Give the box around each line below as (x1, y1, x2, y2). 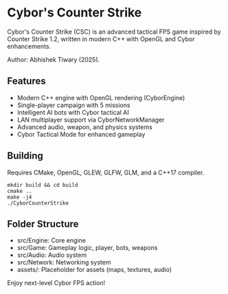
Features (7, 76, 46, 87)
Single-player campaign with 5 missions (16, 101, 130, 109)
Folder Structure (7, 218, 79, 229)
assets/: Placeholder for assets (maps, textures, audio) (16, 266, 172, 274)
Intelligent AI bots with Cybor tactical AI (16, 108, 129, 116)
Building (7, 150, 43, 162)
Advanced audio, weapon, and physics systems (16, 122, 152, 131)
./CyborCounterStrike (7, 199, 69, 207)
